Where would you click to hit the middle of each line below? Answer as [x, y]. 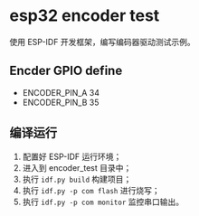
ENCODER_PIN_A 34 [61, 92]
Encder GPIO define [66, 71]
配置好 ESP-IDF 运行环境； [72, 156]
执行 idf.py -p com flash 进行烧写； [91, 190]
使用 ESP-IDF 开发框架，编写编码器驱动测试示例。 [103, 42]
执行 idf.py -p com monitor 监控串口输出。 [103, 202]
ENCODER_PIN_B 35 [61, 102]
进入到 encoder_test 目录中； [77, 167]
